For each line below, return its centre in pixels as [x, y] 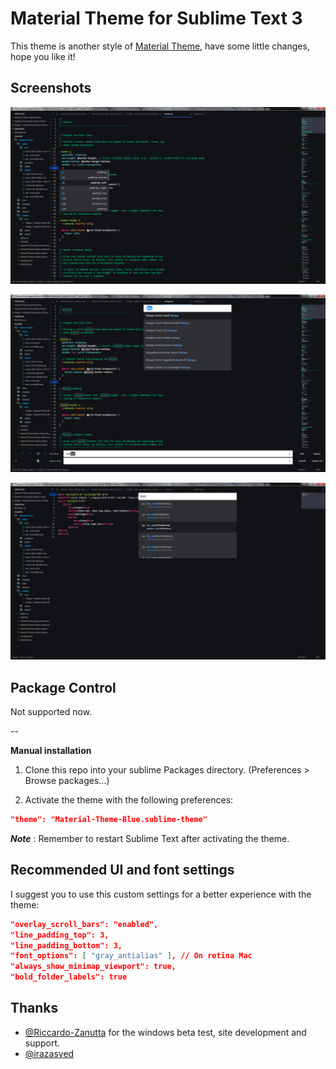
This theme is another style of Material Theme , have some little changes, [160, 46]
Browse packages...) [67, 781]
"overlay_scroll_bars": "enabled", [84, 924]
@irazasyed [49, 1053]
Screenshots [51, 88]
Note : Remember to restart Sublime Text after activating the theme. [150, 838]
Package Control [63, 687]
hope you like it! [43, 56]
